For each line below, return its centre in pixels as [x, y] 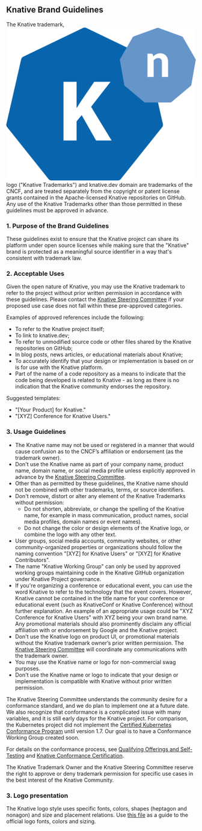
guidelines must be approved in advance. [57, 210]
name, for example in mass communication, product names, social [106, 515]
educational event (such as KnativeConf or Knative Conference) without [104, 604]
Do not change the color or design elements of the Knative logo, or [106, 528]
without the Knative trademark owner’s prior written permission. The [99, 643]
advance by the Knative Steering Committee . [70, 476]
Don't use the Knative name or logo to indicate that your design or [96, 675]
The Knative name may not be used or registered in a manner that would [104, 445]
